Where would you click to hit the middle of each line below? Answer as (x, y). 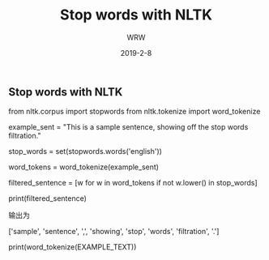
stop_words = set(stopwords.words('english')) (85, 151)
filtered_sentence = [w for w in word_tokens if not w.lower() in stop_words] (133, 183)
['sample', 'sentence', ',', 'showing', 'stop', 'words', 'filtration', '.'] (114, 232)
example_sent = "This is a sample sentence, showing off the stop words (128, 127)
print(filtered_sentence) (48, 198)
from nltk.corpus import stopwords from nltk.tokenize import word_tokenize (134, 112)
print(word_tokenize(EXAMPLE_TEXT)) (73, 247)
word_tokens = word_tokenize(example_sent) (84, 167)
